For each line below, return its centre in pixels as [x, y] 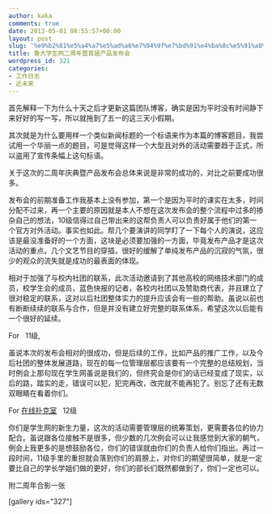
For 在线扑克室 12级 [43, 410]
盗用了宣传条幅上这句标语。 [61, 155]
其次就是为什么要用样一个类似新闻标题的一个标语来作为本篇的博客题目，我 [132, 135]
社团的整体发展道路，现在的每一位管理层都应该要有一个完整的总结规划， [136, 363]
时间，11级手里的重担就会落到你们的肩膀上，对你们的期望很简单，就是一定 [139, 457]
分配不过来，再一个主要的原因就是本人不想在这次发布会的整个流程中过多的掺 [136, 210]
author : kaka [30, 16]
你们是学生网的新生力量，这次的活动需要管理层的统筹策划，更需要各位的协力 [136, 427]
